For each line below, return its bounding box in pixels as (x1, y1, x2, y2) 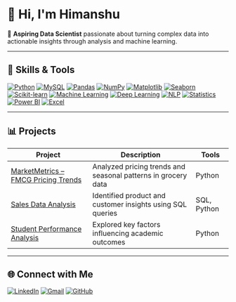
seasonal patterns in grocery (92, 170, 188, 180)
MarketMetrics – (11, 166, 65, 176)
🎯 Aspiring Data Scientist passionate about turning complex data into (7, 29, 209, 38)
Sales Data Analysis (11, 199, 76, 209)
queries (92, 208, 118, 218)
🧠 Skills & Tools (7, 64, 75, 76)
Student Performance (11, 224, 82, 234)
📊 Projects (7, 126, 56, 138)
